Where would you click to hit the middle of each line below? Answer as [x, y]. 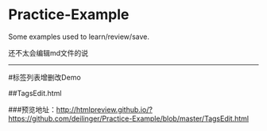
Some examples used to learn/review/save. [79, 37]
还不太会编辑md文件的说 [48, 52]
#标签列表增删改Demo [44, 77]
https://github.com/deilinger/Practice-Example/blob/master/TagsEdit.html [128, 118]
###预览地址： [33, 110]
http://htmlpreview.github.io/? [104, 110]
